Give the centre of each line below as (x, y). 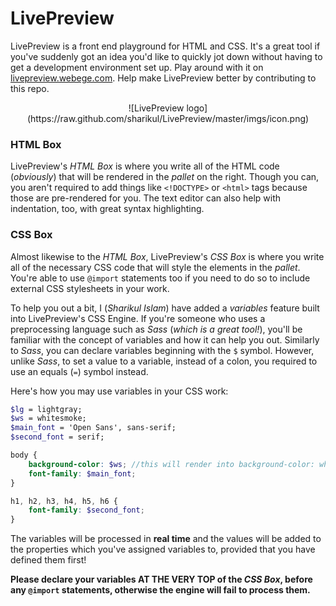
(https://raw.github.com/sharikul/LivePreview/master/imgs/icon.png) (168, 118)
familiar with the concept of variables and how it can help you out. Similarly (165, 339)
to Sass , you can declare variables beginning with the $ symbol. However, (162, 350)
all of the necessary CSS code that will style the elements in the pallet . (155, 267)
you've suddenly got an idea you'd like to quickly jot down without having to (166, 56)
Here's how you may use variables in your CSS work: (119, 391)
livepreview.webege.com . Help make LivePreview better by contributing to (163, 78)
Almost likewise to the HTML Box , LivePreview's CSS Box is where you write (167, 256)
